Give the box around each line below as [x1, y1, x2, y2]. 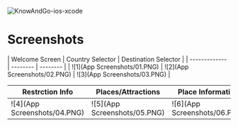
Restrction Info [22, 87, 74, 96]
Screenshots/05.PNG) [91, 107, 165, 117]
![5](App [91, 99, 120, 109]
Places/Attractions [96, 87, 161, 96]
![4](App [11, 99, 40, 109]
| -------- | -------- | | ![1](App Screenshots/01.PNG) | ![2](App [7, 62, 189, 71]
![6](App [171, 99, 200, 109]
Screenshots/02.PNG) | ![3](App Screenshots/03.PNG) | [7, 70, 171, 78]
